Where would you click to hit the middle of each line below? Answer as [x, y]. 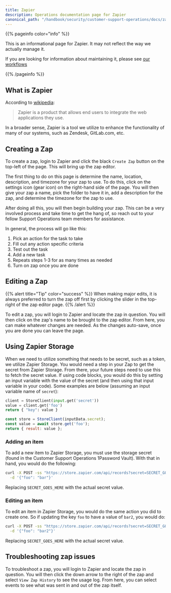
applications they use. [41, 118]
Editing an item [24, 500]
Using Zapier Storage [40, 347]
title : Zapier [20, 10]
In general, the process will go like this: [46, 229]
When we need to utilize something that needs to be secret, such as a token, [85, 359]
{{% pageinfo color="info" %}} [37, 34]
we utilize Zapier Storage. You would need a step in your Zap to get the [80, 364]
